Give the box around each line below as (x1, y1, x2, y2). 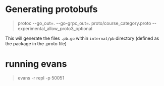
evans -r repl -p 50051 (17, 74, 65, 81)
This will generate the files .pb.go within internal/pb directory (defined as (5, 35, 159, 41)
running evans (5, 58, 67, 70)
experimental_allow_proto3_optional (17, 25, 92, 31)
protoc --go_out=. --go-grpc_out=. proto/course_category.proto (17, 20, 151, 26)
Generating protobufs (5, 4, 98, 15)
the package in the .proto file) (5, 40, 67, 46)
